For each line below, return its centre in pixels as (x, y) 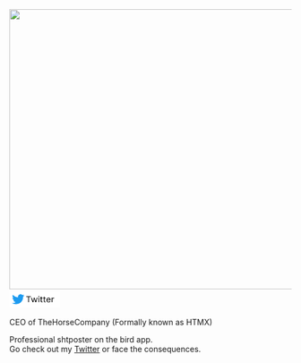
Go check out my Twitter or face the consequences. (105, 349)
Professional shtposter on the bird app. (81, 339)
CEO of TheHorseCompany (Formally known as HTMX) (111, 322)
